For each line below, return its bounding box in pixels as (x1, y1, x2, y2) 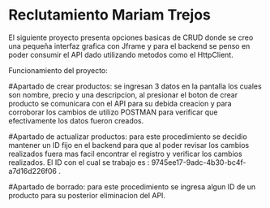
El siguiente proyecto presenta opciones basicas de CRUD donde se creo (8, 32, 254, 42)
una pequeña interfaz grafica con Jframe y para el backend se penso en (8, 41, 251, 50)
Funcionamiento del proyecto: (8, 65, 108, 75)
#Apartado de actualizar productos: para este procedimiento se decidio (8, 132, 247, 141)
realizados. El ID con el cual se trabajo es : (8, 157, 150, 167)
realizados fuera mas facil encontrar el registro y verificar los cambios (8, 149, 242, 158)
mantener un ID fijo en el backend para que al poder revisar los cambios (8, 140, 250, 149)
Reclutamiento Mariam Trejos (8, 6, 211, 24)
